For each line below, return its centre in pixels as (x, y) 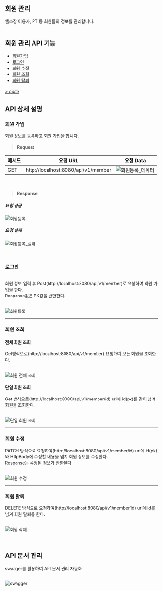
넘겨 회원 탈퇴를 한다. (25, 514)
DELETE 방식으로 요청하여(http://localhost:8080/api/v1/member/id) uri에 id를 (80, 508)
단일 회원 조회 (18, 387)
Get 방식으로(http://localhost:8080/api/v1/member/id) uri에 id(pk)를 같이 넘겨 (81, 399)
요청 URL (68, 161)
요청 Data (135, 161)
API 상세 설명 (24, 109)
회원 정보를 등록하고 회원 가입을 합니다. (42, 136)
